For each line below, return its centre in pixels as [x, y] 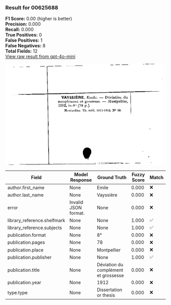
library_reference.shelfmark [36, 220]
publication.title [23, 270]
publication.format [26, 235]
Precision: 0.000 [23, 24]
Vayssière [107, 195]
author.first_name [26, 187]
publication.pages [26, 242]
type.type [18, 292]
